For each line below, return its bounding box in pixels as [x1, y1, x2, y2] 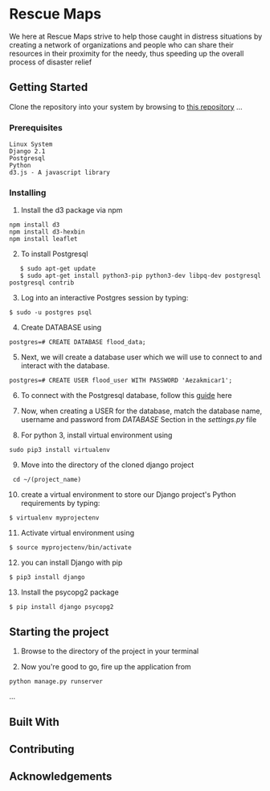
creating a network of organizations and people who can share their [9, 39, 234, 49]
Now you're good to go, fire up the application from [20, 662, 191, 672]
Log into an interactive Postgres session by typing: [20, 293, 189, 303]
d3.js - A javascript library [9, 168, 111, 177]
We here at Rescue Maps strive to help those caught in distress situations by [9, 31, 263, 41]
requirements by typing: [20, 499, 100, 508]
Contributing [9, 742, 75, 756]
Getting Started [9, 81, 88, 94]
